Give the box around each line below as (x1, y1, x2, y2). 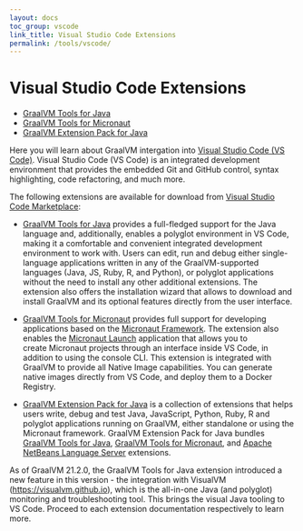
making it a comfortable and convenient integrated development (22, 238, 263, 249)
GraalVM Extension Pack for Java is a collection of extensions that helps (22, 399, 293, 410)
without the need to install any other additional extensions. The (22, 276, 259, 287)
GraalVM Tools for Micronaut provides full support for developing (22, 314, 267, 325)
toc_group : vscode (9, 22, 79, 31)
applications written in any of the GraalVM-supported (59, 257, 259, 268)
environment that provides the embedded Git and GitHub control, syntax (9, 165, 279, 175)
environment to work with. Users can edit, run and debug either (22, 247, 260, 259)
